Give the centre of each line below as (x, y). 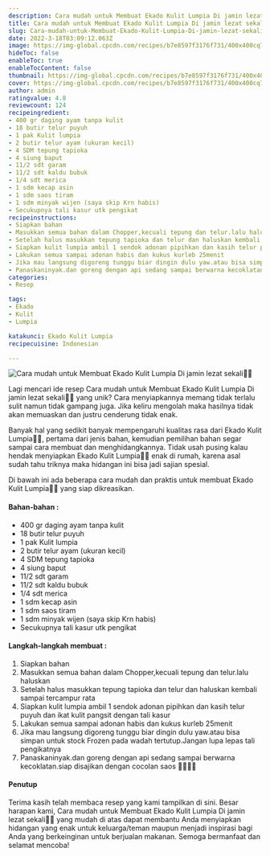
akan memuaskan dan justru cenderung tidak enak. (93, 415)
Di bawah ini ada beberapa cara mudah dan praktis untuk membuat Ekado (131, 480)
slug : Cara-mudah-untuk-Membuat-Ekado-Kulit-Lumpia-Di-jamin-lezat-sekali (136, 31)
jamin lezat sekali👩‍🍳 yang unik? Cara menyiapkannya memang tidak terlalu (132, 398)
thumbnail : (27, 76)
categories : (28, 277)
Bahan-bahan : (34, 506)
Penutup (23, 784)
